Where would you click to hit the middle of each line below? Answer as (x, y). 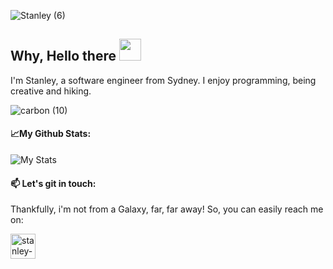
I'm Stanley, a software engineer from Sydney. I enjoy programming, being (163, 80)
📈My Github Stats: (51, 134)
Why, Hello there (63, 56)
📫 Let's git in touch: (53, 183)
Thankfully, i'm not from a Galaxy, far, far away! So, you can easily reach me (167, 209)
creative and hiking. (51, 91)
